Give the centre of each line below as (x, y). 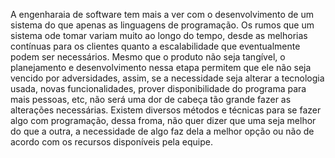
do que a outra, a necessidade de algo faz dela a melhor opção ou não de (162, 131)
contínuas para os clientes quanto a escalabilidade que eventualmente (155, 46)
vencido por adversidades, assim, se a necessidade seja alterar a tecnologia (167, 78)
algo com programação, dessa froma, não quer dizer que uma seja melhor (163, 120)
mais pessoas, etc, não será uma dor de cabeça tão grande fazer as (151, 99)
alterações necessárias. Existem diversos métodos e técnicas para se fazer (166, 110)
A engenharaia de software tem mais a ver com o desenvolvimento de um (162, 14)
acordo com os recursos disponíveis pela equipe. (111, 142)
